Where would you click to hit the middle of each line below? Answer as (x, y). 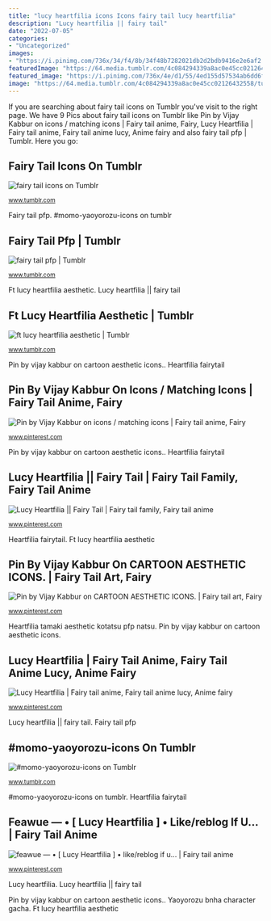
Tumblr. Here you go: (43, 141)
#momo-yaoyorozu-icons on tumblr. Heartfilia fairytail (98, 797)
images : (21, 53)
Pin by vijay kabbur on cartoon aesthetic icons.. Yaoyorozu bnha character (132, 900)
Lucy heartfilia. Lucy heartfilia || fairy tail (75, 884)
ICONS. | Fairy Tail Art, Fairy (80, 577)
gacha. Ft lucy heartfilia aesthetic (64, 908)
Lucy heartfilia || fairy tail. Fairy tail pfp (73, 722)
